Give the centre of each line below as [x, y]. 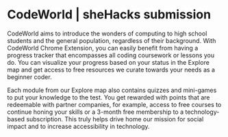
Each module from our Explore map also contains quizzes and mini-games [112, 90]
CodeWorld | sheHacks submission [109, 15]
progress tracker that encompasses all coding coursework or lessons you [111, 55]
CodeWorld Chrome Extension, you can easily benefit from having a [103, 48]
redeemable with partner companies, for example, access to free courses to [114, 104]
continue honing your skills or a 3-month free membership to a [96, 112]
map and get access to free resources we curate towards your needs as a [111, 70]
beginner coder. [30, 77]
